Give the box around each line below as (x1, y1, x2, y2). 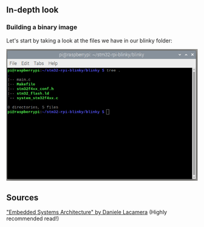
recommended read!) (6, 215, 59, 222)
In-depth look (6, 5, 59, 15)
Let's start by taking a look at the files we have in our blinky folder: (6, 36, 173, 44)
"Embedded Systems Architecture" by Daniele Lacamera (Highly (6, 209, 168, 216)
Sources (6, 192, 39, 203)
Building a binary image (6, 23, 78, 32)
